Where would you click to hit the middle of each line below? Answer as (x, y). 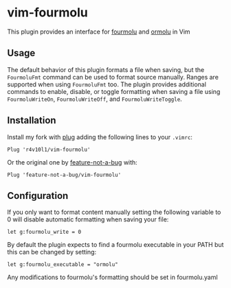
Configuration (38, 196)
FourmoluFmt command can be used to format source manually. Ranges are (113, 77)
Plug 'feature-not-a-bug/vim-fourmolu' (64, 175)
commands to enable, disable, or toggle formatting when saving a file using (114, 91)
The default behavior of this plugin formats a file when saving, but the (106, 69)
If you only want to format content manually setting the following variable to (114, 212)
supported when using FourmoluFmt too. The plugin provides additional (107, 84)
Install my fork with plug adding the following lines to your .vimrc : (100, 137)
